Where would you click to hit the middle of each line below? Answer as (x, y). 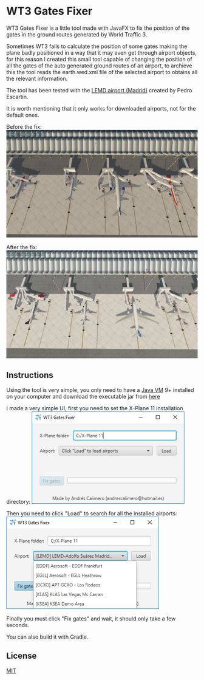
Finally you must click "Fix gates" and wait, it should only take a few (91, 619)
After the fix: (22, 247)
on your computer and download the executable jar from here (83, 396)
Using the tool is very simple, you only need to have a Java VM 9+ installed (100, 390)
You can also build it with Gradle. (47, 637)
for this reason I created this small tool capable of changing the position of (99, 59)
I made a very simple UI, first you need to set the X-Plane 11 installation (95, 408)
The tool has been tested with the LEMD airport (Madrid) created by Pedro (99, 90)
